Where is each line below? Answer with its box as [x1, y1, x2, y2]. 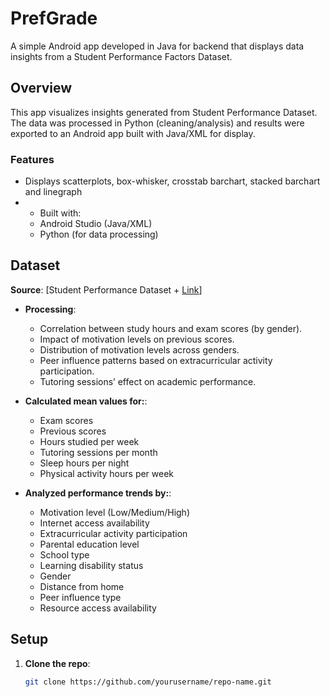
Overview [10, 80, 73, 97]
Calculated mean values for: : [24, 395, 148, 407]
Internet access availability [39, 517, 150, 529]
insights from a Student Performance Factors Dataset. [10, 50, 233, 62]
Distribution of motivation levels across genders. [39, 343, 240, 356]
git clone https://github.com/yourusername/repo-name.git [24, 677, 272, 687]
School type [39, 548, 90, 561]
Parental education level [39, 538, 140, 550]
